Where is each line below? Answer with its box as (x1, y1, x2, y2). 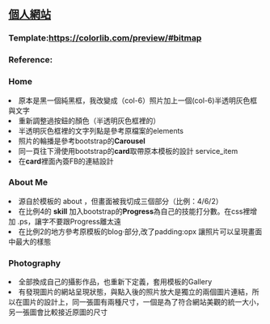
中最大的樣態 (8, 237, 51, 246)
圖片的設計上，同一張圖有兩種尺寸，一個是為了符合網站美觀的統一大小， (22, 297, 264, 307)
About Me (8, 177, 49, 188)
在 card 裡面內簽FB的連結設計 (19, 156, 115, 166)
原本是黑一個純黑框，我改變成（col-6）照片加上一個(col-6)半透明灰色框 (19, 96, 258, 105)
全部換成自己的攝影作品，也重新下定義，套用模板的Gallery (19, 277, 213, 287)
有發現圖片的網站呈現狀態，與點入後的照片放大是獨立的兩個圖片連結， (19, 287, 252, 297)
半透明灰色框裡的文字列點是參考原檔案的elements (19, 126, 184, 135)
